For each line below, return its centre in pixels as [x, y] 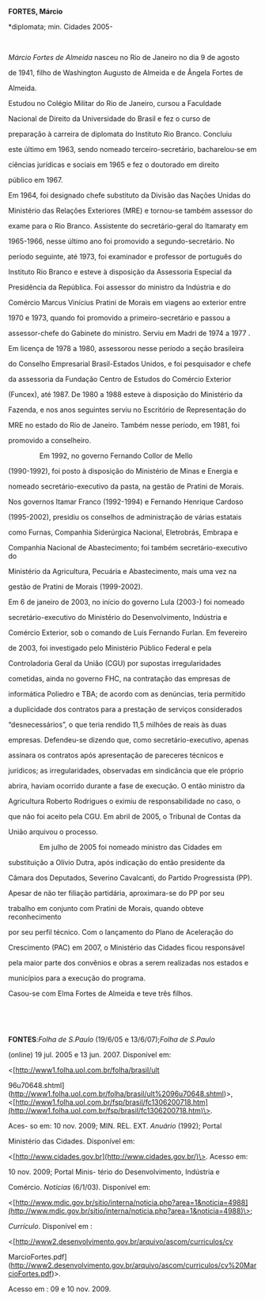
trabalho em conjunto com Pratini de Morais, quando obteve [106, 908]
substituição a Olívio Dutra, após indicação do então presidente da [117, 862]
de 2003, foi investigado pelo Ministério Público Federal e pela [110, 648]
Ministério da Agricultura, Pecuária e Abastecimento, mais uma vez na [123, 571]
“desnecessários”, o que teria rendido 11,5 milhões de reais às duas [117, 724]
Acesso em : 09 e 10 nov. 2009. [60, 1289]
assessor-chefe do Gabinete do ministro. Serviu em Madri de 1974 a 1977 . [129, 333]
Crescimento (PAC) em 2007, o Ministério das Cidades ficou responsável [127, 947]
